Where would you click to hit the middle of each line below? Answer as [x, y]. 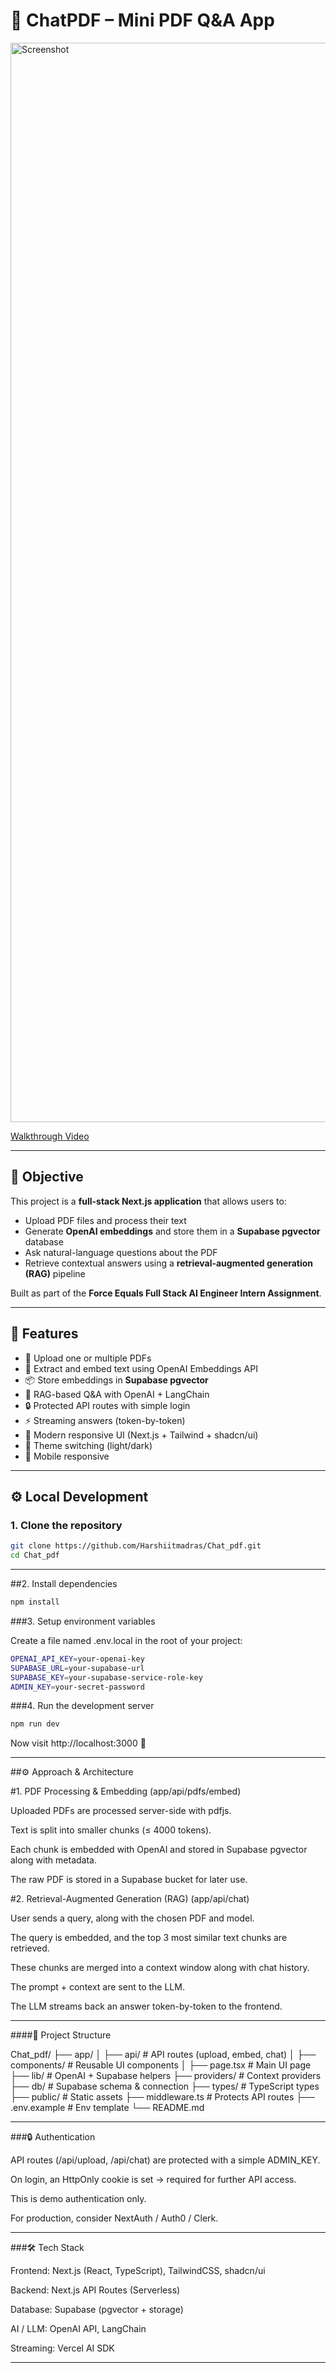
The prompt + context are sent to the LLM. [97, 1987]
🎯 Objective [47, 1177]
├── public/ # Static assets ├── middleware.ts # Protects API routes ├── [163, 2097]
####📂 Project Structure [61, 2035]
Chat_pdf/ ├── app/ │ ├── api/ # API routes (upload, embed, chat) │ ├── [163, 2055]
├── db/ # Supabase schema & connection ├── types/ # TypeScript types [165, 2086]
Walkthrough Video [50, 1136]
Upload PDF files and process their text [105, 1220]
